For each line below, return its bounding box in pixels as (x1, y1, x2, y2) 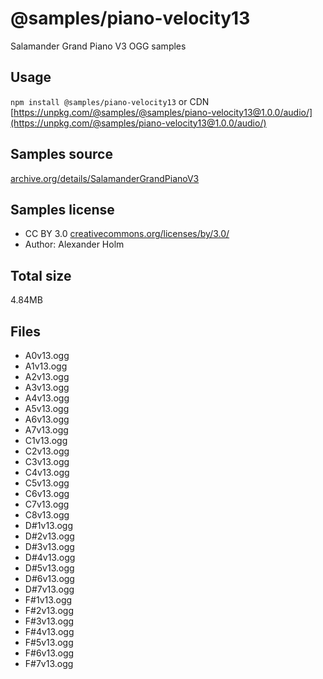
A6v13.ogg (24, 413, 70, 425)
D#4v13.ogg (24, 552, 76, 563)
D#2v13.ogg (24, 530, 75, 542)
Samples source (10, 146, 113, 163)
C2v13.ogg (24, 445, 70, 457)
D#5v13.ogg (24, 562, 75, 574)
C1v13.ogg (24, 435, 68, 446)
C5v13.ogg (24, 477, 70, 489)
